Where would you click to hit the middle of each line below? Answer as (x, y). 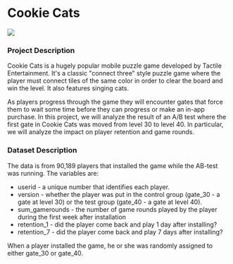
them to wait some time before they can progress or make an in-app (106, 109)
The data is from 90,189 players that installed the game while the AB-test (113, 166)
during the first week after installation (72, 217)
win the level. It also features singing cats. (68, 88)
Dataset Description (42, 150)
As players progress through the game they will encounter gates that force (115, 102)
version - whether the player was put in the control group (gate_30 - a (119, 194)
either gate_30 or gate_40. (45, 253)
